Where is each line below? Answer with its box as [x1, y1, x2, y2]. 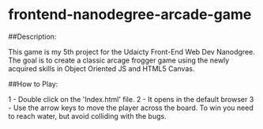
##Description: [8, 32, 57, 41]
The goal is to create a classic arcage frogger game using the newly [8, 55, 230, 65]
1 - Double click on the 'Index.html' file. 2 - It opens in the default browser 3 [8, 94, 254, 104]
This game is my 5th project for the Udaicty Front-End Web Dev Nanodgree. [8, 47, 255, 56]
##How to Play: [8, 79, 58, 89]
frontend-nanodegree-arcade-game [8, 6, 252, 24]
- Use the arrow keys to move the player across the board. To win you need [8, 103, 254, 112]
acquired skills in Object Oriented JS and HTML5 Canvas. [8, 63, 195, 73]
